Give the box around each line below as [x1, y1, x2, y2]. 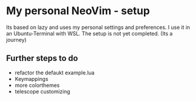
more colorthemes [14, 82, 60, 89]
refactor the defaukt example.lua [14, 69, 95, 76]
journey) [6, 36, 27, 43]
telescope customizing [14, 87, 70, 95]
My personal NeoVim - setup [6, 4, 150, 18]
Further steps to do [6, 53, 78, 63]
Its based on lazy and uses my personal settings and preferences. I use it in [6, 24, 191, 31]
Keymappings [14, 75, 49, 82]
